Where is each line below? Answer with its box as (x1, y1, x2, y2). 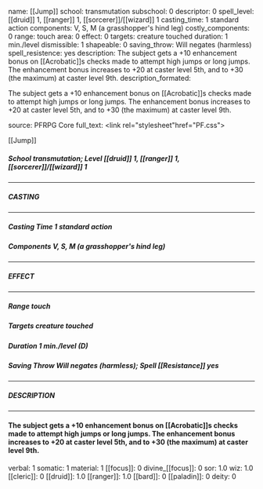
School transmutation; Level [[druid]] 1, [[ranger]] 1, (8, 153, 180, 163)
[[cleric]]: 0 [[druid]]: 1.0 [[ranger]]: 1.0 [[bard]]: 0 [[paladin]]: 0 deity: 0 (8, 471, 236, 481)
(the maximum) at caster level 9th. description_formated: (8, 74, 192, 82)
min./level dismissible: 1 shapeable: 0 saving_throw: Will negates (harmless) (8, 40, 252, 49)
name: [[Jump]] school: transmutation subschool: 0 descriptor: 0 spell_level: (8, 7, 254, 16)
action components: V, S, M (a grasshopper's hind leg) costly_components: (8, 24, 250, 32)
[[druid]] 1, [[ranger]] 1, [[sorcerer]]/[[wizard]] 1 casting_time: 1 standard (8, 15, 240, 24)
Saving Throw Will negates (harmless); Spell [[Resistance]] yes (8, 360, 219, 370)
